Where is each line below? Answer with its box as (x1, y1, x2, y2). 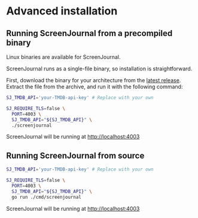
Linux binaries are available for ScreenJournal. (6, 53, 121, 61)
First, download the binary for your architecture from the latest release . (6, 77, 181, 83)
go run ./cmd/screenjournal (11, 194, 82, 200)
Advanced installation (6, 4, 118, 18)
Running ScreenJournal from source (6, 150, 145, 160)
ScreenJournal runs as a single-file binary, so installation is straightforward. (6, 65, 193, 72)
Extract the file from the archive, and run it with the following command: (6, 83, 183, 90)
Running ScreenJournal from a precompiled (6, 28, 173, 38)
